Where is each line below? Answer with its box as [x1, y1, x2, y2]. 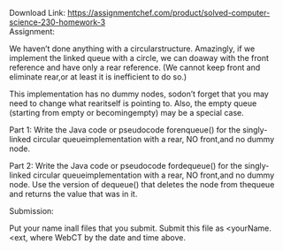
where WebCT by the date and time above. [29, 232, 186, 242]
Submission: [9, 206, 55, 216]
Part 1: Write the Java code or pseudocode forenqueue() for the [9, 125, 241, 135]
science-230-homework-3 [9, 17, 106, 27]
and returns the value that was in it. [9, 189, 138, 199]
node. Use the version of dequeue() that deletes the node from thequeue [9, 179, 275, 189]
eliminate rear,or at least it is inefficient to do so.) [9, 72, 187, 82]
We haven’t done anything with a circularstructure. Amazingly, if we [9, 43, 256, 54]
